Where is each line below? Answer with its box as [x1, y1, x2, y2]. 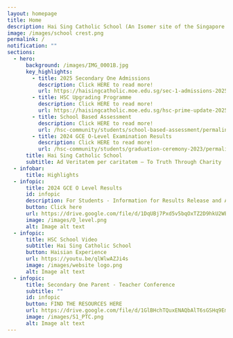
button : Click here [25, 204, 82, 211]
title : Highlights [25, 171, 79, 178]
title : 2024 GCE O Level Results [25, 185, 123, 192]
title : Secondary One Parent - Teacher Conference [25, 281, 175, 288]
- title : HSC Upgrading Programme [32, 94, 132, 101]
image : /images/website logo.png [25, 262, 123, 269]
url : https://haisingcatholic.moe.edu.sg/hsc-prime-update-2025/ [37, 107, 231, 114]
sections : [7, 49, 36, 56]
